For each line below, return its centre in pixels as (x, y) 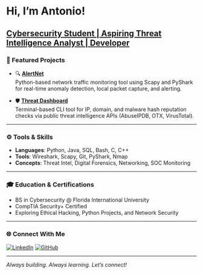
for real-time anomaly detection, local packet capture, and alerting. (98, 88)
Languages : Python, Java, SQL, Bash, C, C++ (72, 150)
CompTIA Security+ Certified (51, 206)
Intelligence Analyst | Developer (68, 43)
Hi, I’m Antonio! (46, 11)
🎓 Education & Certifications (50, 185)
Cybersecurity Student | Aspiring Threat (84, 33)
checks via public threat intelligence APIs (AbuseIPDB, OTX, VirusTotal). (105, 115)
